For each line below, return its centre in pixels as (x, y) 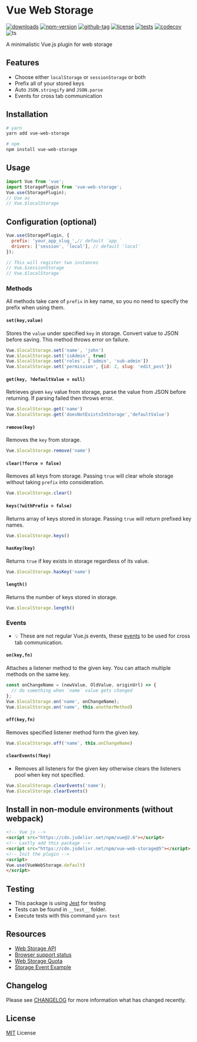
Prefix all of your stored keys (49, 83)
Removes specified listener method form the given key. (73, 732)
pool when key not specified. (50, 775)
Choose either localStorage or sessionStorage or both (80, 77)
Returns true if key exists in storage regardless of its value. (78, 561)
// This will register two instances (52, 262)
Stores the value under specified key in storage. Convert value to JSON (92, 333)
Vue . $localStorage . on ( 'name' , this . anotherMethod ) (69, 707)
